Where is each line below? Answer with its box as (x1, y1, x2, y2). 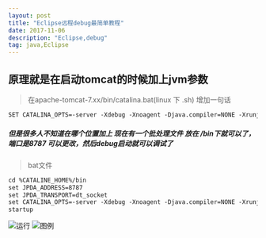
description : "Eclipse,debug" (8, 33, 108, 42)
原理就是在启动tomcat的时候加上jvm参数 (8, 72, 208, 86)
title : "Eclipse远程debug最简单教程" (8, 19, 124, 27)
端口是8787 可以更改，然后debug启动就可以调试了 (8, 139, 174, 148)
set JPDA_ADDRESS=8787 (8, 183, 83, 191)
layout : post (8, 11, 51, 20)
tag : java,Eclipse (8, 41, 69, 49)
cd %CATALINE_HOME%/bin (8, 176, 87, 184)
